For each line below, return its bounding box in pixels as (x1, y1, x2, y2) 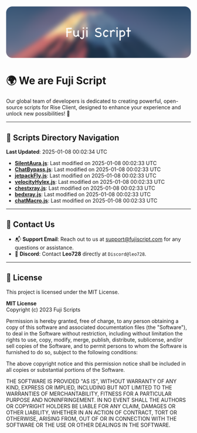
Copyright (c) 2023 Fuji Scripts (6, 306, 81, 313)
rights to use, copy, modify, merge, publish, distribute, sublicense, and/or (6, 336, 183, 343)
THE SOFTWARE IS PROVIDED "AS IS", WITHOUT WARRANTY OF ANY (6, 377, 177, 385)
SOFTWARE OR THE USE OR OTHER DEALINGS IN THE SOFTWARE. (6, 421, 171, 428)
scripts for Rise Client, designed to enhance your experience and (24, 104, 181, 111)
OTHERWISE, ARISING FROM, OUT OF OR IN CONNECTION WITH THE (6, 415, 177, 422)
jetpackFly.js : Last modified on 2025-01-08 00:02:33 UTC (14, 172, 157, 179)
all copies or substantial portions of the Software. (6, 366, 125, 373)
